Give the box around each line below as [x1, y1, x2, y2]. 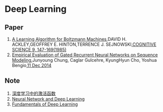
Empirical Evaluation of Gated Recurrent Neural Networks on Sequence [11, 52, 158, 58]
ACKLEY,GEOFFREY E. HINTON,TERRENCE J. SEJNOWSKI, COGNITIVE [11, 41, 157, 47]
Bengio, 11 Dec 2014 [11, 63, 52, 68]
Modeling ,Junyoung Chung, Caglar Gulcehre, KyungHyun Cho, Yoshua [11, 57, 157, 63]
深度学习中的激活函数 [11, 90, 56, 96]
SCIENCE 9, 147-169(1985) [11, 47, 67, 52]
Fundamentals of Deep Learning [11, 101, 78, 107]
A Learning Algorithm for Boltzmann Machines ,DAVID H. [11, 36, 127, 42]
